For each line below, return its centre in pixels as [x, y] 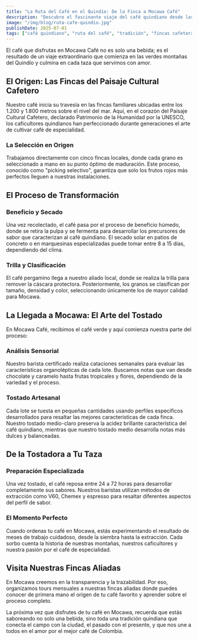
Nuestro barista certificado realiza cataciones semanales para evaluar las [95, 364]
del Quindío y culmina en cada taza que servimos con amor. [79, 63]
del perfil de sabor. [29, 503]
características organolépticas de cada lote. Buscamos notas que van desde [99, 370]
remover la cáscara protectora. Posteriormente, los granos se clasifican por [98, 284]
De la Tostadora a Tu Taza [54, 454]
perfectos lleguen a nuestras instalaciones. [58, 177]
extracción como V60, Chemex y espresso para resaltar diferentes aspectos [99, 496]
